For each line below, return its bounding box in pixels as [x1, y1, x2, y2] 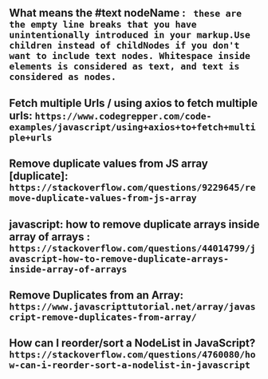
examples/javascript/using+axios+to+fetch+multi [9, 121, 256, 132]
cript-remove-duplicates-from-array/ [9, 311, 197, 322]
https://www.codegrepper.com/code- [34, 110, 212, 122]
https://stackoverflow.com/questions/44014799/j [9, 243, 256, 254]
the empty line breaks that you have [9, 19, 197, 30]
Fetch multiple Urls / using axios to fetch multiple [9, 96, 258, 110]
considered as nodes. [9, 71, 116, 83]
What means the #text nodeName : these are [9, 6, 242, 20]
